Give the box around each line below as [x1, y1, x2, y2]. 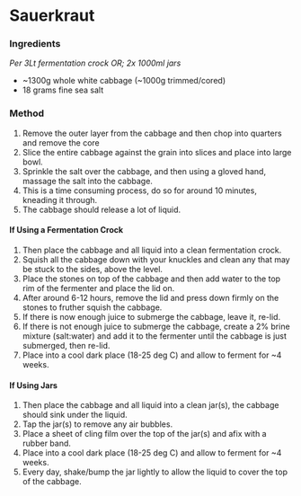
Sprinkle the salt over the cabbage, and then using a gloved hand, [22, 165, 267, 176]
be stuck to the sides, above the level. [22, 263, 164, 274]
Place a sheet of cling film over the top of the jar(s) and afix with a [22, 429, 267, 439]
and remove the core [22, 137, 101, 148]
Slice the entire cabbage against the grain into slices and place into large [22, 146, 292, 157]
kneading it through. [22, 194, 98, 205]
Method [9, 107, 45, 120]
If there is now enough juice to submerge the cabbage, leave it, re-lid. [22, 311, 281, 322]
